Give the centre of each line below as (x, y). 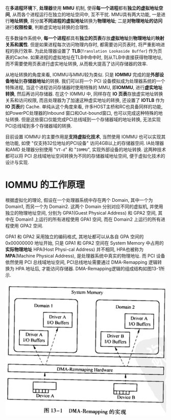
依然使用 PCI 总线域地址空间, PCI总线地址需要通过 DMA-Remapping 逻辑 (81, 262)
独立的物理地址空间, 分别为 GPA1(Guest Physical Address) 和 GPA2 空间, (81, 213)
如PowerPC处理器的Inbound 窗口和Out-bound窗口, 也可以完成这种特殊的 (82, 113)
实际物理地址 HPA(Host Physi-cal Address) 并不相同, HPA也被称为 (75, 249)
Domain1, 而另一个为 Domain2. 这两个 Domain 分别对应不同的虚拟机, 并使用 (84, 206)
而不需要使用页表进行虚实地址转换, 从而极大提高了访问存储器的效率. (77, 64)
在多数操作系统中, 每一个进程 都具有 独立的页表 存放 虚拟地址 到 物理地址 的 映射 (85, 38)
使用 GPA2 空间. (26, 225)
